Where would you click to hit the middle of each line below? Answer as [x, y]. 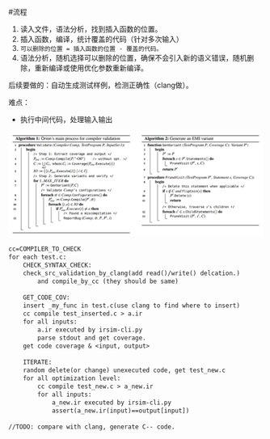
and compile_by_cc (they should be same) [108, 281]
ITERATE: [38, 362]
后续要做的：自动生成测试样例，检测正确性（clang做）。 [101, 85]
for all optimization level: [72, 378]
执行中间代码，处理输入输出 [66, 119]
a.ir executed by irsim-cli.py [90, 330]
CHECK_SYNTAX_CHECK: [57, 265]
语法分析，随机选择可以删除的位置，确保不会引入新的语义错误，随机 [133, 58]
